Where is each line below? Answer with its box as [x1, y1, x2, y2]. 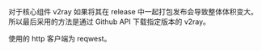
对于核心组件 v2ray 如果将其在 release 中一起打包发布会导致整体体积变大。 [8, 7, 259, 16]
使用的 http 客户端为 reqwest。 [8, 34, 112, 43]
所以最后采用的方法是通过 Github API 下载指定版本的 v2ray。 [8, 17, 210, 26]
